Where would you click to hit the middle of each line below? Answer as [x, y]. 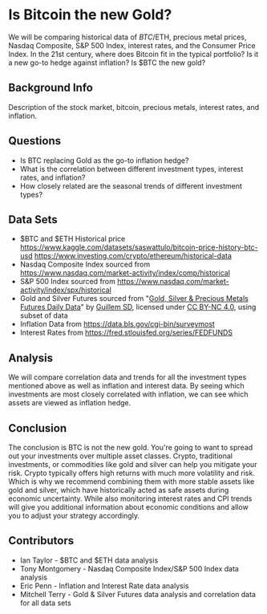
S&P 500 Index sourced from [68, 282]
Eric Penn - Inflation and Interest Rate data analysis [104, 586]
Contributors [41, 541]
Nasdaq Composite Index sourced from [85, 264]
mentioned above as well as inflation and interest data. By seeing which [126, 386]
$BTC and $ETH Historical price [73, 239]
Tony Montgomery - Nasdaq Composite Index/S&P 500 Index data [129, 568]
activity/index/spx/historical [66, 290]
